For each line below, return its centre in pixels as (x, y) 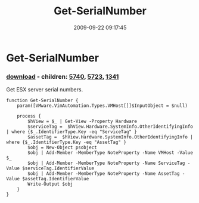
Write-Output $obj (50, 184)
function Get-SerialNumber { (42, 101)
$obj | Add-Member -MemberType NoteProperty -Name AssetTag (104, 174)
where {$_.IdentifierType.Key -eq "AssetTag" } (66, 142)
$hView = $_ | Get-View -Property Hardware (82, 122)
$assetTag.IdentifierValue (55, 179)
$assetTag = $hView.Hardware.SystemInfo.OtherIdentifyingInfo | (111, 137)
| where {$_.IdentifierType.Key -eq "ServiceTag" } (71, 132)
